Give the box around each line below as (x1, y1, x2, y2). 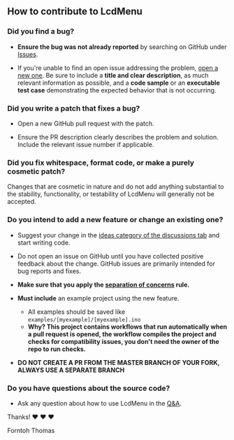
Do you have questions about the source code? (7, 383, 170, 393)
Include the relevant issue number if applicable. (17, 140, 154, 149)
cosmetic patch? (7, 166, 66, 176)
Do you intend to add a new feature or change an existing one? (7, 215, 224, 225)
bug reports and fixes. (17, 266, 82, 275)
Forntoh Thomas (7, 426, 55, 434)
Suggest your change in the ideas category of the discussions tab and (17, 231, 220, 239)
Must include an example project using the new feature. (17, 294, 180, 302)
